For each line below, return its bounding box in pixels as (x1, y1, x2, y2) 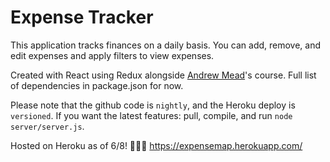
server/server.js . (10, 120, 85, 132)
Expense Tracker (10, 6, 154, 29)
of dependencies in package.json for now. (10, 79, 184, 91)
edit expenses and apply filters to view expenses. (10, 49, 215, 61)
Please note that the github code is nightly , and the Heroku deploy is (10, 99, 296, 111)
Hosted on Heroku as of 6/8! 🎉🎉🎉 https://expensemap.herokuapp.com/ (10, 139, 303, 151)
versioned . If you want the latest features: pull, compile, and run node (10, 109, 293, 121)
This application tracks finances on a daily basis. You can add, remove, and (10, 39, 322, 51)
